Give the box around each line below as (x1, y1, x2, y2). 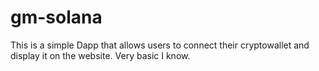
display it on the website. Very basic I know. (10, 49, 191, 61)
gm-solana (10, 6, 103, 29)
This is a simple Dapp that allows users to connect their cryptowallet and (10, 39, 310, 51)
